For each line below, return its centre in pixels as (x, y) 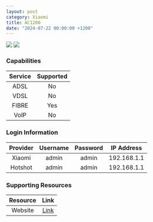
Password (89, 148)
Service (20, 76)
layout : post (22, 12)
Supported (52, 76)
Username (54, 148)
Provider (21, 148)
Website (23, 210)
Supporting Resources (39, 185)
